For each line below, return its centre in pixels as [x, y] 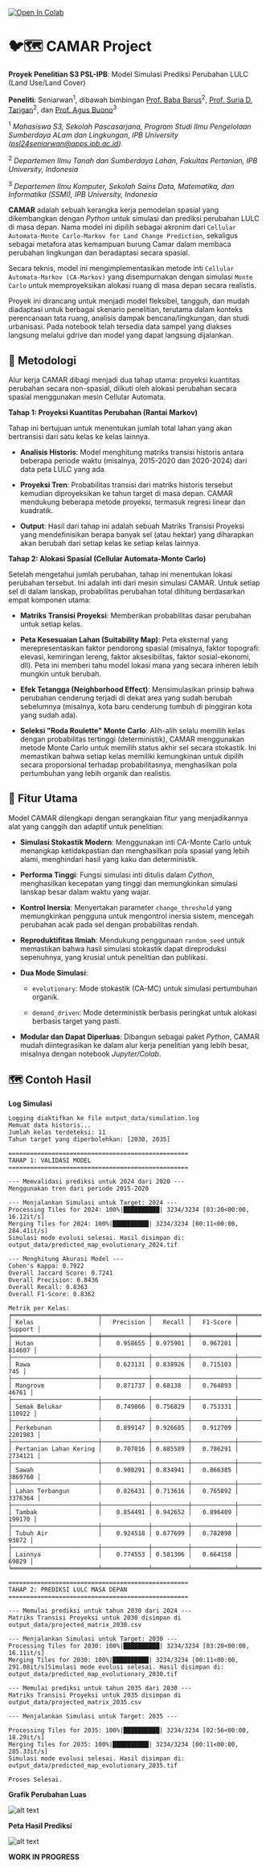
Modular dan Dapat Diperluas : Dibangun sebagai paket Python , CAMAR [139, 1037]
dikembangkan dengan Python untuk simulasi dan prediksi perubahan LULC [134, 219]
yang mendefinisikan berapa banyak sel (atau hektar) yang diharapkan [137, 535]
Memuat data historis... [50, 1125]
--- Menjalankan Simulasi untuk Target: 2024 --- [93, 1202]
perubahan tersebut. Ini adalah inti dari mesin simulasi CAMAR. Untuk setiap [134, 583]
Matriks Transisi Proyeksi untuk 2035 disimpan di [95, 1695]
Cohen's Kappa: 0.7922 [46, 1266]
